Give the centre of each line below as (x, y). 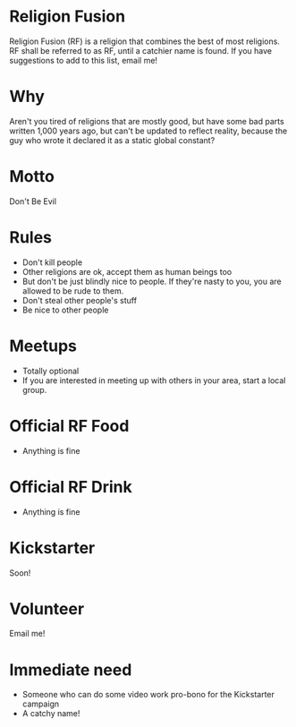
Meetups (43, 346)
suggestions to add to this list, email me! (84, 60)
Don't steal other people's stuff (79, 300)
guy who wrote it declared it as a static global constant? (112, 140)
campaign (41, 704)
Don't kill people (52, 262)
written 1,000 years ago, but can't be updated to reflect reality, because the (148, 131)
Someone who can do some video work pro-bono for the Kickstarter (148, 695)
